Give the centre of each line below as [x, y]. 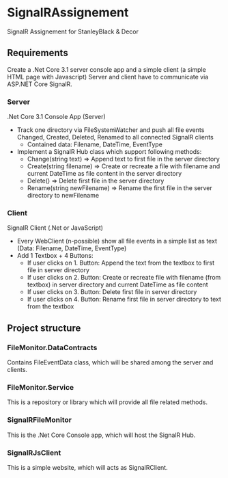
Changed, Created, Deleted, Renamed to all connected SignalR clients [115, 137]
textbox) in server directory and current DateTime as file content [117, 284]
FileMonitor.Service [41, 387]
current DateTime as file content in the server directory [104, 174]
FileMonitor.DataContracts [52, 347]
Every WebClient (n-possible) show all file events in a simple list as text [117, 241]
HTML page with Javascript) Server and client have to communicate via [108, 77]
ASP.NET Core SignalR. [40, 84]
